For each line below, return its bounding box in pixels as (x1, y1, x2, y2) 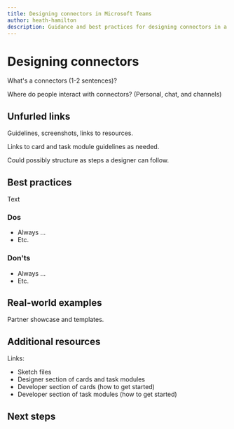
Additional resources (7, 335, 101, 347)
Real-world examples (7, 297, 102, 309)
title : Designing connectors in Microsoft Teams (7, 10, 152, 17)
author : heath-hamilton (7, 17, 77, 24)
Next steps (7, 410, 56, 422)
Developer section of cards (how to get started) (17, 383, 156, 391)
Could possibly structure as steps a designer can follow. (7, 156, 170, 164)
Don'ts (7, 253, 31, 263)
